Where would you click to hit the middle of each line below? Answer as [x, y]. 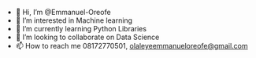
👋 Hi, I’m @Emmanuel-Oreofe [63, 12]
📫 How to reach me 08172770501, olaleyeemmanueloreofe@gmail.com [132, 46]
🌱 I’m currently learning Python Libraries [81, 29]
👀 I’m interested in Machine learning [74, 20]
